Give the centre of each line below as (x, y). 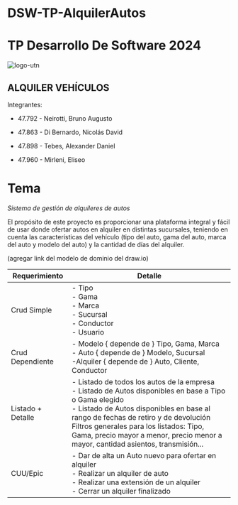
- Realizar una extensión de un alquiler (136, 482)
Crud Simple (32, 310)
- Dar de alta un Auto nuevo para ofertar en (144, 455)
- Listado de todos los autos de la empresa (143, 381)
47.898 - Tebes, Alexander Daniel (66, 146)
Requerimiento (38, 276)
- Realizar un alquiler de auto (120, 473)
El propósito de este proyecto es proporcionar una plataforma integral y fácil (119, 222)
